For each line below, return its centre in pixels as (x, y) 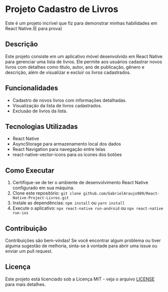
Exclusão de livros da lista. (40, 111)
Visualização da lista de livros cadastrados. (57, 105)
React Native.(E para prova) (34, 28)
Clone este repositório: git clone (47, 193)
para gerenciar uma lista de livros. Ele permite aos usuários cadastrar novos (84, 62)
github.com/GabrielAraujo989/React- (121, 194)
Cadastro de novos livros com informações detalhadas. (69, 100)
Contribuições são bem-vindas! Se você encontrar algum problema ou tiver (83, 240)
